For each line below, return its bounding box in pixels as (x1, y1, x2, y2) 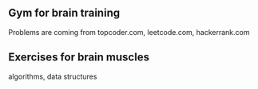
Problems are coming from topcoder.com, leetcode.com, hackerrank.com (8, 27, 250, 37)
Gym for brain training (8, 6, 121, 20)
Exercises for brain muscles (8, 51, 150, 64)
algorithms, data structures (8, 72, 97, 81)
